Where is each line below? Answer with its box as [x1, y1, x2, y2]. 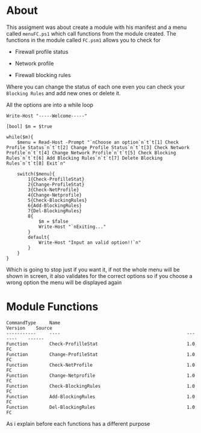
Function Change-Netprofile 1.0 [6, 372, 196, 379]
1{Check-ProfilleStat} [28, 176, 85, 182]
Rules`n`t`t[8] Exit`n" [6, 160, 66, 166]
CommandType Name [6, 320, 61, 326]
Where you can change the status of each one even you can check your [6, 83, 185, 90]
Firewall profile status [14, 48, 69, 55]
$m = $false [38, 218, 69, 224]
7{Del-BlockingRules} [28, 207, 82, 214]
